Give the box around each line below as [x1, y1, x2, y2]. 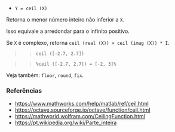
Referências [6, 86, 42, 94]
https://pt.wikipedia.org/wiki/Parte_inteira [14, 119, 117, 127]
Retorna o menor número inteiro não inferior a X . [6, 16, 124, 23]
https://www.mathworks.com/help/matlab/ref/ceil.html [14, 100, 149, 108]
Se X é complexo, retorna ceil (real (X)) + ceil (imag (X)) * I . [6, 39, 170, 46]
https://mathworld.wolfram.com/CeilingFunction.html [14, 113, 145, 120]
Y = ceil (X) [14, 5, 48, 11]
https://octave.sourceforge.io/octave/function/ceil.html [14, 106, 151, 113]
